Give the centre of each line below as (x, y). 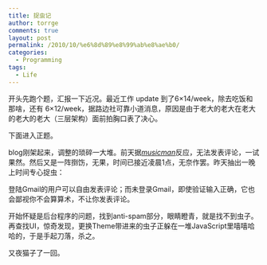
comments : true (33, 30)
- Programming (39, 60)
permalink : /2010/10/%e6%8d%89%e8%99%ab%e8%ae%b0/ (94, 45)
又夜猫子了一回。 (36, 252)
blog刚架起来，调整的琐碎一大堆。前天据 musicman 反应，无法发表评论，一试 (134, 152)
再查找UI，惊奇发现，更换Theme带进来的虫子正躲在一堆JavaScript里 (121, 226)
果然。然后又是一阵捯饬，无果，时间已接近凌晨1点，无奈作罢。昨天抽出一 (128, 162)
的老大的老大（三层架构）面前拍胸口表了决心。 (85, 118)
